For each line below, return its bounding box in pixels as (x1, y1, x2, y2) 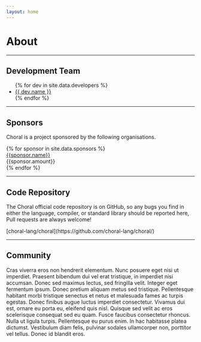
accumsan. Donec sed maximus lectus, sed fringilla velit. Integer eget (6, 279, 178, 286)
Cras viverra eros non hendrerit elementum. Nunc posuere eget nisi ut (6, 266, 179, 274)
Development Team (6, 65, 81, 76)
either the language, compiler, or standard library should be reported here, (6, 209, 190, 217)
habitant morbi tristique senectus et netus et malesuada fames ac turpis (6, 292, 184, 299)
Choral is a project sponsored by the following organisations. (6, 133, 156, 141)
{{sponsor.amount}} (6, 158, 56, 165)
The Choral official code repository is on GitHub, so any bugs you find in (6, 203, 184, 210)
